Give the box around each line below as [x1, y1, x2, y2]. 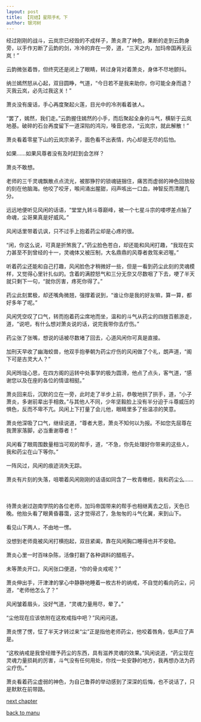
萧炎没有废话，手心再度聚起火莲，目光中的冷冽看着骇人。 [6, 101, 148, 108]
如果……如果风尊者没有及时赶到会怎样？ [6, 150, 105, 157]
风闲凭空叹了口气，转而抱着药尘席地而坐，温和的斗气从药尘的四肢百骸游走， [6, 313, 195, 320]
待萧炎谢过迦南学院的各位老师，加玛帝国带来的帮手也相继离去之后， [6, 502, 174, 510]
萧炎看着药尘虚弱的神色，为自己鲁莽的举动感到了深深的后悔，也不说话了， [6, 678, 190, 686]
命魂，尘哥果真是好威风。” [6, 214, 69, 221]
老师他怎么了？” [19, 587, 59, 594]
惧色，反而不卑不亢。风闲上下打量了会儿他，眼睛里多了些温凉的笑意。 [6, 406, 179, 413]
